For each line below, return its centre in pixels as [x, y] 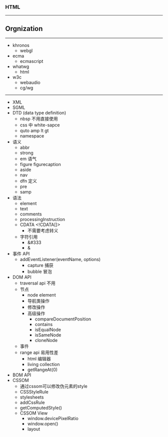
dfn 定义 [28, 181]
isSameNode [48, 335]
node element [41, 295]
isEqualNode [48, 330]
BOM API [22, 375]
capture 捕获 [40, 265]
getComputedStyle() [41, 408]
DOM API [22, 277]
